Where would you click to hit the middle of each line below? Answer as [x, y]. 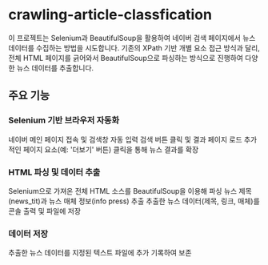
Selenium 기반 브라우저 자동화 [64, 120]
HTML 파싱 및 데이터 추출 [54, 172]
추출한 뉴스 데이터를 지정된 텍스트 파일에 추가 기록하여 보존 [100, 253]
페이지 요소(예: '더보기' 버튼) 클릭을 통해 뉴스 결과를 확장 [111, 149]
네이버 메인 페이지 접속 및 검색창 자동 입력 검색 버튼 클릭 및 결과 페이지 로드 [125, 139]
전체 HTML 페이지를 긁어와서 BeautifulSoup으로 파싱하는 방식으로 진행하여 [126, 58]
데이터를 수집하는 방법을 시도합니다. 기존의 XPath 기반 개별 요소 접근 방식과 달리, [134, 48]
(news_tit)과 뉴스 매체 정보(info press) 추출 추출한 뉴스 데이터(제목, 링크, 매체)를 [134, 201]
